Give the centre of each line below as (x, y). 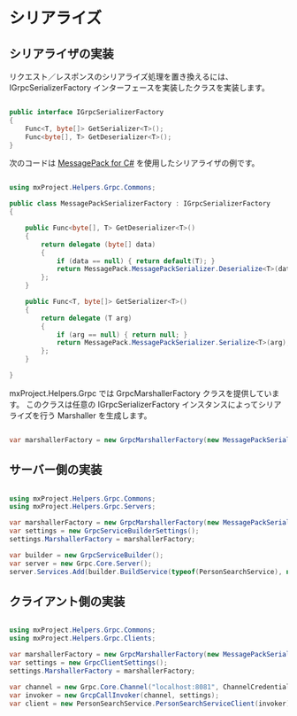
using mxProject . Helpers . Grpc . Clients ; (83, 639)
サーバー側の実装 (56, 470)
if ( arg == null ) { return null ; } (122, 335)
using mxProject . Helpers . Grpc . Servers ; (83, 507)
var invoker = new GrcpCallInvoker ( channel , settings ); (114, 695)
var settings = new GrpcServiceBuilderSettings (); (104, 531)
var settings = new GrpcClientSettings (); (88, 663)
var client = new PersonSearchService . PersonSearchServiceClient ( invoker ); (152, 704)
